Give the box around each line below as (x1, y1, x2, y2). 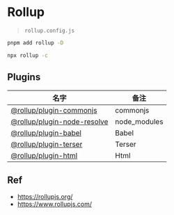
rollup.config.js (24, 27, 75, 34)
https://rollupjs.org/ (17, 193, 73, 201)
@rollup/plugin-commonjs (10, 105, 97, 115)
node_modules (114, 116, 164, 126)
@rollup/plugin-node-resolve (10, 116, 109, 126)
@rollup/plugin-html (10, 150, 78, 160)
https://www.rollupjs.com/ (17, 200, 93, 209)
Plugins (7, 71, 41, 83)
